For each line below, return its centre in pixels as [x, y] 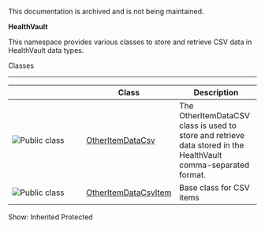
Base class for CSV [214, 187]
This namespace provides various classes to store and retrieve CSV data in [130, 42]
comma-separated [214, 165]
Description [216, 92]
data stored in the [211, 145]
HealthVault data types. [46, 50]
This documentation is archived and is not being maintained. [106, 11]
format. [192, 175]
